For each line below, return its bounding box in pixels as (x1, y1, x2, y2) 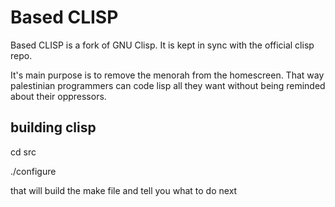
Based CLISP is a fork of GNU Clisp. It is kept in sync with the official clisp (10, 39, 315, 51)
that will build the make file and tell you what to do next (10, 184, 238, 196)
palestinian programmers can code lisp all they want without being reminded (10, 79, 326, 91)
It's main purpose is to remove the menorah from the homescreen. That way (10, 69, 325, 81)
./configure (10, 165, 57, 177)
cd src (10, 146, 37, 158)
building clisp (10, 119, 97, 136)
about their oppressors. (10, 90, 107, 102)
